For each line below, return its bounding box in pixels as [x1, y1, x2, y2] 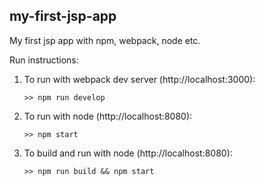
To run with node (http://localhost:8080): [23, 110, 193, 122]
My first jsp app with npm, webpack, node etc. [9, 34, 201, 46]
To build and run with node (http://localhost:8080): [23, 147, 233, 159]
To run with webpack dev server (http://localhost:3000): [23, 73, 256, 85]
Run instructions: [9, 54, 79, 66]
